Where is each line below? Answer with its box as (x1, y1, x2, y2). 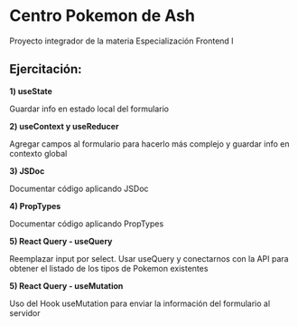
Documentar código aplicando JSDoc (9, 183, 149, 194)
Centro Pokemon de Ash (9, 5, 196, 26)
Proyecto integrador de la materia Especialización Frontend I (9, 35, 234, 46)
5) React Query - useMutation (9, 280, 124, 291)
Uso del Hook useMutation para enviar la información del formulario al (9, 298, 271, 309)
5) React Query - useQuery (9, 235, 113, 246)
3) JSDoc (9, 165, 45, 177)
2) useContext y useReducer (9, 120, 119, 131)
